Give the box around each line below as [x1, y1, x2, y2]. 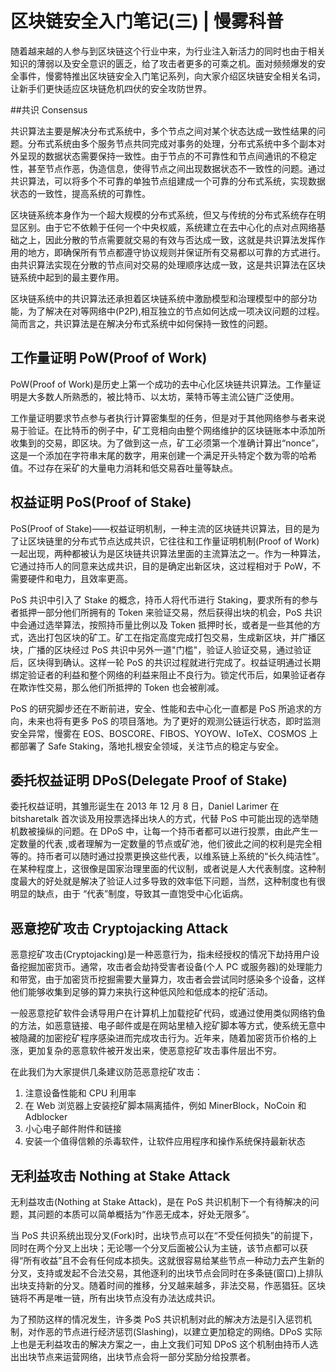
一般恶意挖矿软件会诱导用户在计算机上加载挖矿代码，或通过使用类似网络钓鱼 [10, 1007, 326, 1019]
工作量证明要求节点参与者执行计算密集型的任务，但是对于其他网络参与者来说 [10, 412, 326, 424]
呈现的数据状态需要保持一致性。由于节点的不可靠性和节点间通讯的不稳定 [18, 150, 317, 162]
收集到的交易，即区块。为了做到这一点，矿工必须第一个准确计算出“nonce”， [10, 437, 325, 449]
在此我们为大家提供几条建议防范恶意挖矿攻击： [10, 1066, 203, 1078]
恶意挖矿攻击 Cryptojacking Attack [10, 920, 229, 937]
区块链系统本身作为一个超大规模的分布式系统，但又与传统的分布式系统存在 [10, 208, 317, 221]
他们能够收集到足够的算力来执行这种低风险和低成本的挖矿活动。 [10, 986, 273, 998]
